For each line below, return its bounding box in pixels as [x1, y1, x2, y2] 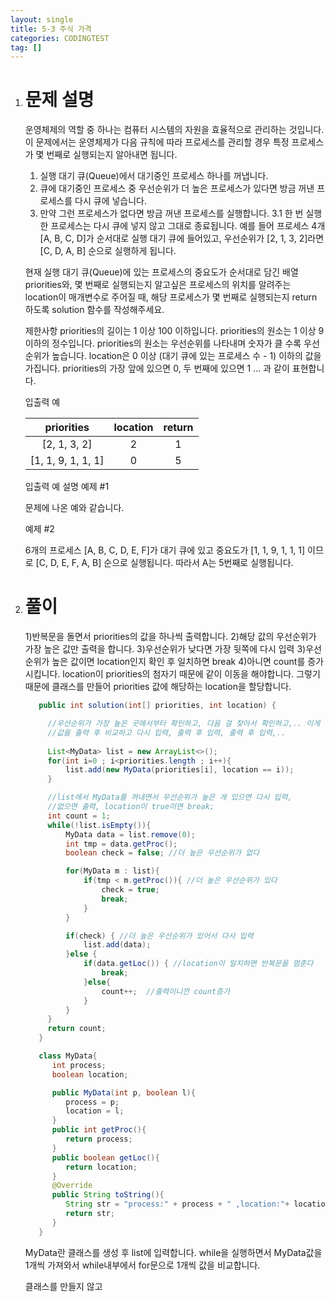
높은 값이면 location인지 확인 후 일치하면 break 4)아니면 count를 [51, 656, 306, 668]
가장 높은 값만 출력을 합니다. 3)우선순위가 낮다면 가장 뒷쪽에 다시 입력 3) [24, 643, 307, 655]
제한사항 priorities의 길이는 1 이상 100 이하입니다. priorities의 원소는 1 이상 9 [24, 325, 325, 337]
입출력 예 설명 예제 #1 [24, 481, 110, 493]
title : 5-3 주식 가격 [10, 24, 92, 34]
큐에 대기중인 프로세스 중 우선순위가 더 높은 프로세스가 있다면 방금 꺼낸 [39, 182, 315, 195]
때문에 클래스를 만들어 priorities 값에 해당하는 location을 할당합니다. [24, 681, 292, 693]
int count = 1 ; [47, 811, 111, 821]
